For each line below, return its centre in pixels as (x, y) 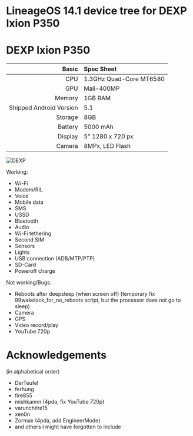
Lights (22, 252)
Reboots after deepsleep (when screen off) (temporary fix (85, 294)
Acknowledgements (56, 355)
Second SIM (29, 240)
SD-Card (25, 265)
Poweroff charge (35, 271)
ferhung (24, 389)
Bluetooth (26, 221)
